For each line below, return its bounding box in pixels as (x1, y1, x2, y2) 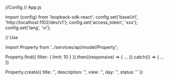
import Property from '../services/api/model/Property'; (5, 44, 118, 50)
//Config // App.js (5, 5, 41, 10)
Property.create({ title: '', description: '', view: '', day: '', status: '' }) (5, 69, 143, 75)
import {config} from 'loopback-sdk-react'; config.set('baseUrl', (5, 14, 138, 20)
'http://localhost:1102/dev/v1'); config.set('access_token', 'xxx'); (5, 20, 138, 25)
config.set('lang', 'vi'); (5, 25, 51, 31)
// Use (5, 35, 18, 40)
